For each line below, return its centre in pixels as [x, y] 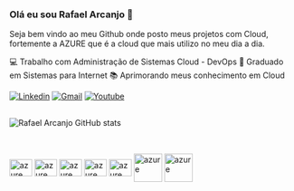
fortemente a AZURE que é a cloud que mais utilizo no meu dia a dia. [137, 43]
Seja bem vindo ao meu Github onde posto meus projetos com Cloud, [139, 34]
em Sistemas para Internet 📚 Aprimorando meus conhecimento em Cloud [147, 75]
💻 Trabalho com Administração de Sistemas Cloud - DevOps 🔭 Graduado [147, 62]
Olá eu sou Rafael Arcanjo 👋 [71, 14]
